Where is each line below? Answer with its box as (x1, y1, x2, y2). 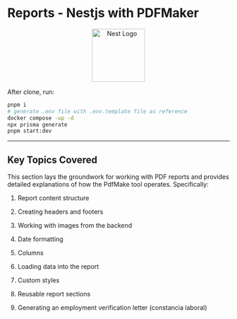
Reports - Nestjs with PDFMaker (7, 5, 200, 21)
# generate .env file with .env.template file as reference (7, 108, 188, 115)
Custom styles (17, 276, 60, 284)
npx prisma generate (7, 121, 68, 128)
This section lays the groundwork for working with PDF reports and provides (7, 173, 229, 181)
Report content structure (17, 194, 90, 202)
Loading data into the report (17, 262, 99, 271)
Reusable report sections (17, 290, 91, 298)
